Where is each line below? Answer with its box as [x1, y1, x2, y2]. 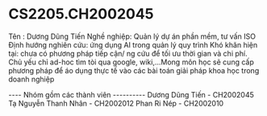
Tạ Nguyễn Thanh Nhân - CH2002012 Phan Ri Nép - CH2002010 [8, 98, 224, 108]
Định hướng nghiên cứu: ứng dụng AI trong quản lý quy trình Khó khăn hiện [8, 39, 258, 49]
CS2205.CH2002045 [8, 5, 154, 23]
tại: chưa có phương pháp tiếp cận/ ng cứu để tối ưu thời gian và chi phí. [8, 48, 248, 58]
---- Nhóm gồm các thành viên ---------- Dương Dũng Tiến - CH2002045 [8, 89, 254, 99]
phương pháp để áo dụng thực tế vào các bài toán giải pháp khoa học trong [8, 65, 260, 75]
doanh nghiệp [8, 74, 55, 84]
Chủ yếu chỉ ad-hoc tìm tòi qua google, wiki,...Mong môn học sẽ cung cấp [8, 57, 254, 67]
